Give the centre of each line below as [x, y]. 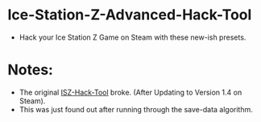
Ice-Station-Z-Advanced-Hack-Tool [130, 15]
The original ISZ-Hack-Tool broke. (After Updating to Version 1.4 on [130, 92]
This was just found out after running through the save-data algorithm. [136, 109]
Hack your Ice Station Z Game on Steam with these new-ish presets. [133, 37]
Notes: [31, 70]
